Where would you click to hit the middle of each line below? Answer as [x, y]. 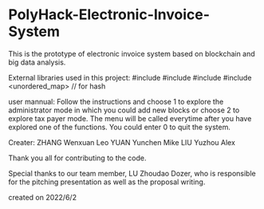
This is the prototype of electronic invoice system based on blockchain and [132, 53]
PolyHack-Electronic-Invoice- [109, 15]
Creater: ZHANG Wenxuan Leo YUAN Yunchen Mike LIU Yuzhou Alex [122, 142]
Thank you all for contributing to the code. [77, 158]
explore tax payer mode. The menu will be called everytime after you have [130, 118]
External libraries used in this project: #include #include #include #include [130, 77]
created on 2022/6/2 [43, 197]
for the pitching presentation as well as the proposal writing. [107, 182]
